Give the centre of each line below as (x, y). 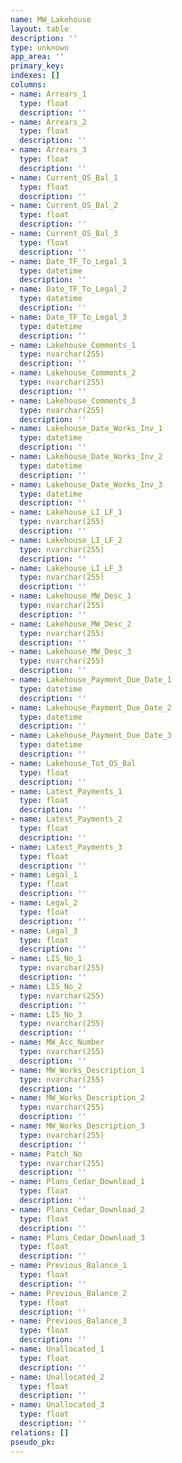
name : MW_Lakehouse (51, 19)
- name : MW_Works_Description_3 (77, 1126)
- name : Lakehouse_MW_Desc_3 (71, 652)
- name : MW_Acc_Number (57, 1042)
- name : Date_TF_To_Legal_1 (69, 261)
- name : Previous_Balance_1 (69, 1266)
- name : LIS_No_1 (46, 959)
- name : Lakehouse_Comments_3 (73, 401)
